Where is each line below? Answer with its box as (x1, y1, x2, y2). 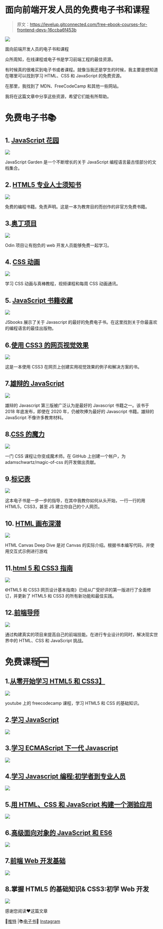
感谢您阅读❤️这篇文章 (5, 908, 48, 914)
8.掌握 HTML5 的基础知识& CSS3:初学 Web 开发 (5, 885, 149, 894)
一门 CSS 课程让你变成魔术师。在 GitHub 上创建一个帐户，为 (5, 453, 126, 459)
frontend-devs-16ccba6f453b (16, 27, 77, 33)
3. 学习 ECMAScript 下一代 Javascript (5, 744, 118, 753)
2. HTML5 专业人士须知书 (5, 181, 81, 189)
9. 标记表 (5, 475, 31, 483)
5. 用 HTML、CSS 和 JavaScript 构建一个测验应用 (5, 800, 152, 808)
